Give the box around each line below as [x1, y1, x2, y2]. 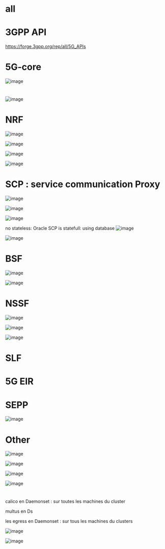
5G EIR [5, 376, 34, 387]
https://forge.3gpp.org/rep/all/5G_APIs [5, 43, 86, 50]
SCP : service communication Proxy [5, 178, 160, 190]
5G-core [5, 61, 42, 73]
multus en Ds [5, 508, 33, 514]
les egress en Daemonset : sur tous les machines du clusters [5, 518, 133, 524]
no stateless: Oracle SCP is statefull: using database [5, 225, 115, 232]
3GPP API [5, 27, 47, 38]
